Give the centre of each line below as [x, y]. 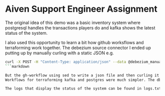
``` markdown [17, 66]
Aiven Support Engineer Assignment [81, 9]
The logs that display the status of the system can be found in [73, 89]
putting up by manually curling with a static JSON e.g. [59, 53]
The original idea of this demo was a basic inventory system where [73, 23]
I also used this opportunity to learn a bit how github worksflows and [74, 42]
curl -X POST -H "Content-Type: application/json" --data [66, 62]
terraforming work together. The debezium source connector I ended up [78, 48]
